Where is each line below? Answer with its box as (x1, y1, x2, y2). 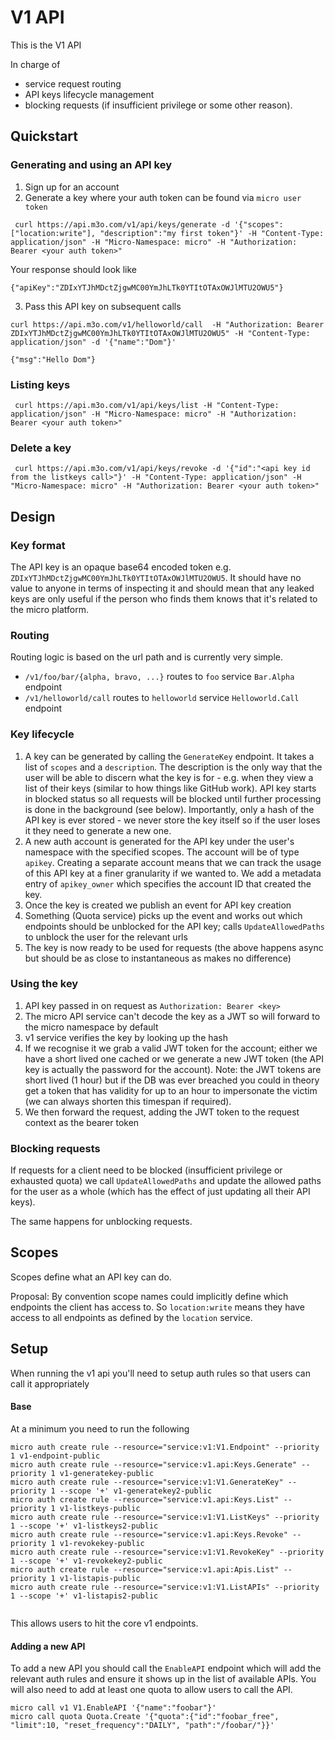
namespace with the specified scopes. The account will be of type (24, 846, 300, 858)
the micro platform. (10, 603, 89, 615)
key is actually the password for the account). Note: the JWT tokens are (24, 1063, 322, 1075)
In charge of (10, 58, 61, 70)
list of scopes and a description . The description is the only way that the (24, 761, 323, 773)
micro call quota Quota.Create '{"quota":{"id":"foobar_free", (10, 1712, 280, 1722)
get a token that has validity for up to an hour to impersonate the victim (24, 1084, 318, 1096)
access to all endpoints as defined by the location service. (10, 1311, 253, 1323)
